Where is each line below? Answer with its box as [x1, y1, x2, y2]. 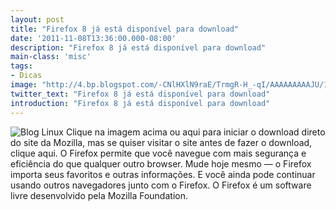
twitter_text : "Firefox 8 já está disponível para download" [10, 89, 271, 99]
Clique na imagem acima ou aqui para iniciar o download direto [65, 126, 326, 138]
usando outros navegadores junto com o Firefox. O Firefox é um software [10, 179, 312, 191]
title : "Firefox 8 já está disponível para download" [10, 24, 240, 34]
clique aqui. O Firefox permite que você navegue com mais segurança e [10, 147, 307, 159]
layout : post [10, 14, 65, 25]
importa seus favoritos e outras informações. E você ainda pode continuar [10, 168, 316, 180]
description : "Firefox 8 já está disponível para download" [10, 42, 267, 53]
